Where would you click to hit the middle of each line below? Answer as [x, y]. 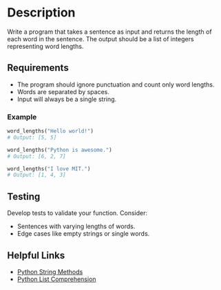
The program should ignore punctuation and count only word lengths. [116, 85]
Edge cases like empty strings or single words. [83, 234]
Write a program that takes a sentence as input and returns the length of [109, 32]
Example [22, 117]
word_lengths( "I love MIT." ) [49, 169]
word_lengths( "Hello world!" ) [51, 131]
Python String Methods [50, 271]
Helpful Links [36, 255]
